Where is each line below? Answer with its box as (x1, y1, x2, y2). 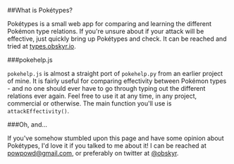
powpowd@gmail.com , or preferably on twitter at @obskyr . (7, 149, 179, 157)
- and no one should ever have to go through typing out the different (7, 84, 206, 92)
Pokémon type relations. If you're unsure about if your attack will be (7, 27, 204, 35)
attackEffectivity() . (7, 107, 70, 115)
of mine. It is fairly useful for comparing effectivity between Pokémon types (7, 77, 227, 85)
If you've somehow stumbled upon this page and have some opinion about (7, 134, 224, 142)
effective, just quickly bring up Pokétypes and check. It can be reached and (7, 34, 227, 43)
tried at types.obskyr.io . (7, 42, 76, 50)
